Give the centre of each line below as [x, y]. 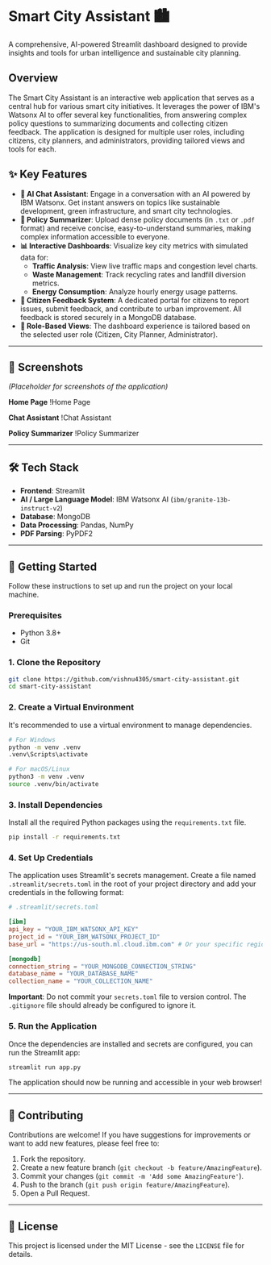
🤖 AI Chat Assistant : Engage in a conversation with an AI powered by [135, 193]
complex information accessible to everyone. [95, 236]
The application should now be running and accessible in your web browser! [135, 1083]
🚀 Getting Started [53, 566]
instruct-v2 [40, 509]
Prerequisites [35, 615]
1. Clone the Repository [54, 663]
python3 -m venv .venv [46, 777]
